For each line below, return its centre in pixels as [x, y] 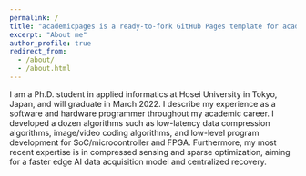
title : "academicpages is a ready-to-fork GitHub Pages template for [144, 26]
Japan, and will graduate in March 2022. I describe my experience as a [143, 103]
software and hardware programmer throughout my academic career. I [142, 113]
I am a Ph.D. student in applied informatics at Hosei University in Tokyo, [143, 94]
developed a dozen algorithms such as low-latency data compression [140, 122]
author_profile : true [51, 43]
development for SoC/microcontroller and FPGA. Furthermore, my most [143, 142]
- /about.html [44, 69]
